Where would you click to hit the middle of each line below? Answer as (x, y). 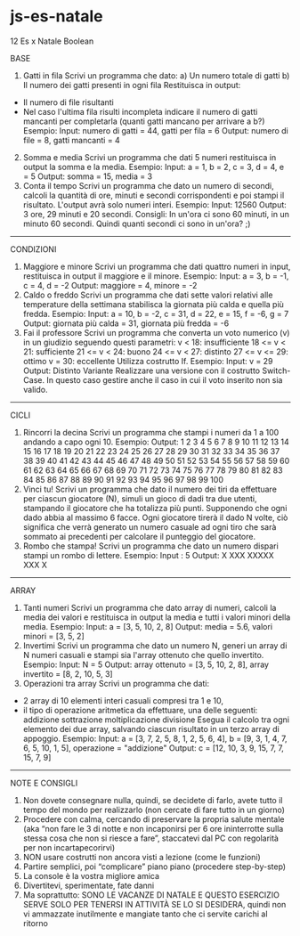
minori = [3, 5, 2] (54, 636)
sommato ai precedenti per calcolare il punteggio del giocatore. (139, 536)
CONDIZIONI (33, 249)
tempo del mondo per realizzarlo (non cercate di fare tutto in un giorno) (154, 810)
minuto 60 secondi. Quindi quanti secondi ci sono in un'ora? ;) (137, 224)
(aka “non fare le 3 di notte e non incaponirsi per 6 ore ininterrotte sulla (153, 828)
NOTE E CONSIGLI (44, 783)
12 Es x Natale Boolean (52, 41)
